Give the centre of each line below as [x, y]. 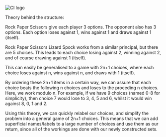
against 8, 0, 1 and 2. [26, 104]
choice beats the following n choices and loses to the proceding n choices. [82, 88]
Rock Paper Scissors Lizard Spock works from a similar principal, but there [82, 47]
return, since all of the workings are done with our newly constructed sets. [81, 129]
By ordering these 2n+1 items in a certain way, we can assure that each [78, 82]
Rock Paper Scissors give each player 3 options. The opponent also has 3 [81, 27]
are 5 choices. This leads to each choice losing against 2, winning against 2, [83, 53]
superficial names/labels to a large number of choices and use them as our [82, 124]
